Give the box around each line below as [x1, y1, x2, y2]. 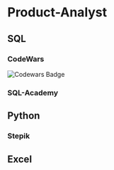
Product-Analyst [7, 4, 108, 21]
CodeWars [7, 54, 45, 64]
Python [7, 110, 40, 122]
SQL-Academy [7, 87, 59, 97]
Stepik [7, 131, 30, 141]
